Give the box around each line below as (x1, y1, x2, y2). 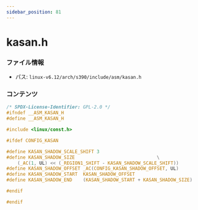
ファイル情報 (6, 58, 45, 67)
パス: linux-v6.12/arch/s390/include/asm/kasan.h (15, 73, 142, 81)
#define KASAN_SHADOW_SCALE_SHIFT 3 (6, 148, 100, 154)
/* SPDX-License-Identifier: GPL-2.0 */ (6, 104, 111, 110)
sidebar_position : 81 (6, 9, 62, 15)
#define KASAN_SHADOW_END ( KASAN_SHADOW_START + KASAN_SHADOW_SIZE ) (6, 177, 193, 183)
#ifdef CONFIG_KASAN (6, 137, 59, 143)
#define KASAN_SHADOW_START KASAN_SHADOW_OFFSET (6, 172, 136, 178)
